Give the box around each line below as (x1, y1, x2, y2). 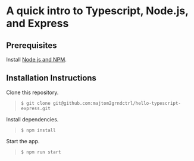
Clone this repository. (6, 89, 59, 96)
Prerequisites (6, 40, 57, 50)
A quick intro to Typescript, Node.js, (6, 4, 189, 18)
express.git (20, 105, 51, 111)
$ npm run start (20, 149, 61, 155)
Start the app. (6, 137, 40, 144)
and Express (6, 17, 69, 30)
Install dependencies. (6, 115, 59, 123)
